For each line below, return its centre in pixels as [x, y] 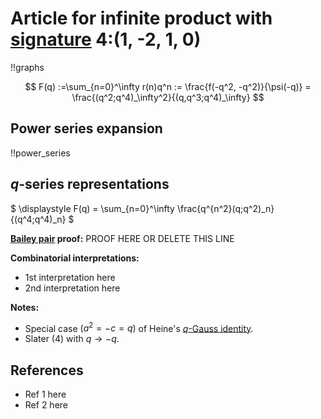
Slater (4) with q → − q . [72, 339]
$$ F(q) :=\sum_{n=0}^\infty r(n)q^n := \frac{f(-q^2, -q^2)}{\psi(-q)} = [168, 86]
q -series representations [90, 184]
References [47, 370]
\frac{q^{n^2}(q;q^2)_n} [225, 208]
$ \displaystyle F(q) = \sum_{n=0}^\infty [92, 208]
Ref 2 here [46, 405]
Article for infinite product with [141, 18]
